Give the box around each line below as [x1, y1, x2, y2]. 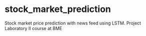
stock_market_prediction [4, 3, 111, 15]
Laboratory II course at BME [4, 25, 62, 31]
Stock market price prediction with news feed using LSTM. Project [4, 20, 141, 26]
